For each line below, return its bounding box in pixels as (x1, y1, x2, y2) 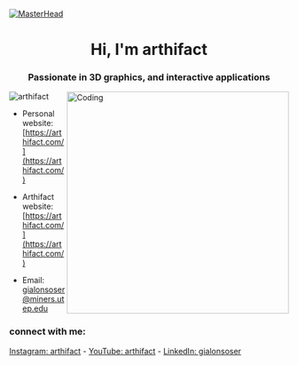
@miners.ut (21, 294, 65, 305)
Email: (21, 275, 45, 286)
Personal (21, 108, 55, 119)
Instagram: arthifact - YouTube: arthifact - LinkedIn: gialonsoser (9, 345, 242, 356)
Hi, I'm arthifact (90, 40, 208, 60)
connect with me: (9, 325, 86, 337)
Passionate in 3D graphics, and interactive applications (27, 71, 271, 83)
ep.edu (21, 303, 49, 314)
